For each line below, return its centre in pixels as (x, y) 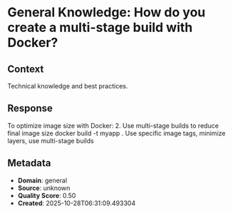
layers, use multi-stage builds (51, 140)
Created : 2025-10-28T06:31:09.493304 (77, 203)
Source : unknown (44, 188)
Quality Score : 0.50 (47, 195)
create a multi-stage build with (100, 27)
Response (30, 109)
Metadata (29, 163)
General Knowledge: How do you (107, 12)
